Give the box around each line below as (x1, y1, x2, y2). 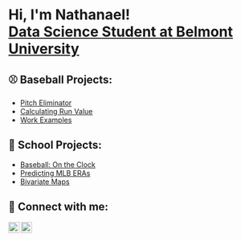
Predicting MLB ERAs (19, 168, 91, 178)
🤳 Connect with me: (8, 200, 108, 214)
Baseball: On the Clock (19, 159, 96, 170)
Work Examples (19, 115, 72, 125)
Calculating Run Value (19, 107, 93, 116)
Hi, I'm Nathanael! (8, 6, 131, 24)
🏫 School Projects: (8, 138, 102, 152)
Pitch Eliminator (19, 98, 72, 108)
